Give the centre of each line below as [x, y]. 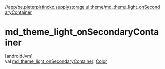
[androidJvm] [19, 56]
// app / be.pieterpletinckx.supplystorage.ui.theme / [55, 7]
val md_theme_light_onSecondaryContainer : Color [56, 61]
